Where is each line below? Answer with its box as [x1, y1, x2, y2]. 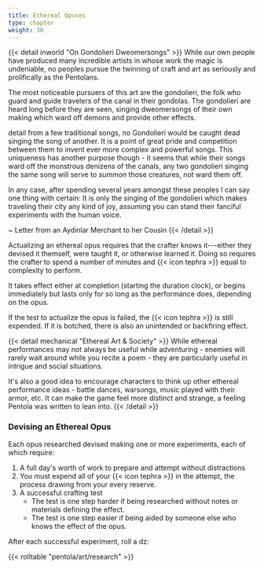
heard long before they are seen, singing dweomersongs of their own [8, 105, 233, 114]
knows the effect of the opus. [31, 521, 127, 530]
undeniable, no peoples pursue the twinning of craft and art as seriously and [8, 64, 256, 74]
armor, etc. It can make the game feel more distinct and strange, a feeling [8, 394, 246, 403]
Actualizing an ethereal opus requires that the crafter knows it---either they [8, 240, 252, 250]
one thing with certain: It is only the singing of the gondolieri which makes [8, 193, 247, 203]
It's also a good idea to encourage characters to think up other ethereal [8, 376, 240, 386]
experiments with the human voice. [8, 210, 122, 220]
